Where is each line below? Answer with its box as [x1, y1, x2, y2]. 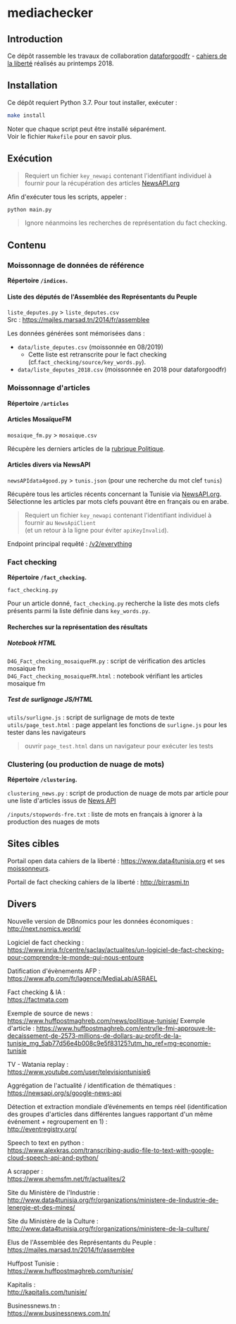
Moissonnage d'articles [7, 383, 90, 392]
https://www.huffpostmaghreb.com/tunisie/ [7, 1266, 134, 1275]
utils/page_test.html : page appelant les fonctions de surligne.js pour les [7, 720, 228, 729]
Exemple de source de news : [7, 1009, 93, 1017]
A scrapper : [7, 1167, 44, 1175]
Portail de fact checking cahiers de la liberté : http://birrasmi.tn [7, 877, 190, 886]
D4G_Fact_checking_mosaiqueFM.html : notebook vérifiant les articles [7, 672, 203, 680]
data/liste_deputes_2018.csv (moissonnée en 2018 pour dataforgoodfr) [17, 365, 227, 374]
